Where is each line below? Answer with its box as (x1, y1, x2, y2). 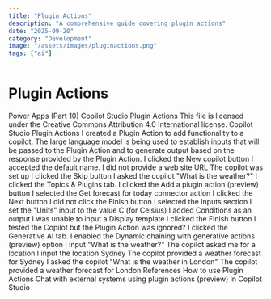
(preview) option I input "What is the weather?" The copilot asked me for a (8, 239, 256, 249)
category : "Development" (8, 34, 92, 43)
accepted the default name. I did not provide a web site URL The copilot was (8, 162, 264, 172)
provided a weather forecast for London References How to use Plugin (8, 265, 244, 275)
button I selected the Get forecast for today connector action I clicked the (8, 187, 253, 198)
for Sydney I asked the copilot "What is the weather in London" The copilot (8, 256, 258, 267)
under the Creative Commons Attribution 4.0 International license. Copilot (8, 119, 253, 129)
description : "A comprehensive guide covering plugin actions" (8, 19, 227, 27)
